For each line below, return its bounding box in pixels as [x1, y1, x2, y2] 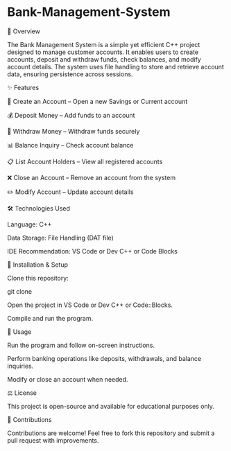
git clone [7, 287, 33, 295]
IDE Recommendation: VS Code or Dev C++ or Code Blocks [7, 247, 178, 255]
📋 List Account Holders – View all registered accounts [7, 157, 163, 166]
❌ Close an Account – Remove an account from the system [7, 173, 176, 182]
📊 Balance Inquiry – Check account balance [7, 141, 134, 149]
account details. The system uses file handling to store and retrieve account [7, 62, 224, 71]
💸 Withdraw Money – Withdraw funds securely [7, 127, 140, 135]
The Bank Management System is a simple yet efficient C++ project [7, 40, 200, 48]
